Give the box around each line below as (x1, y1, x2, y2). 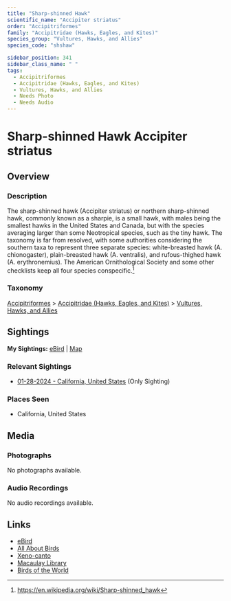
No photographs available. (7, 466, 82, 474)
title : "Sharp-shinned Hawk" (7, 10, 91, 17)
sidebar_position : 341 (7, 54, 72, 62)
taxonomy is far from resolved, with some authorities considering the (7, 236, 203, 244)
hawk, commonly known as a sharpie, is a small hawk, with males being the (7, 214, 221, 222)
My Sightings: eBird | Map (7, 344, 82, 352)
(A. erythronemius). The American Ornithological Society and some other (7, 258, 214, 266)
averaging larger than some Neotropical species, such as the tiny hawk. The (7, 228, 223, 237)
